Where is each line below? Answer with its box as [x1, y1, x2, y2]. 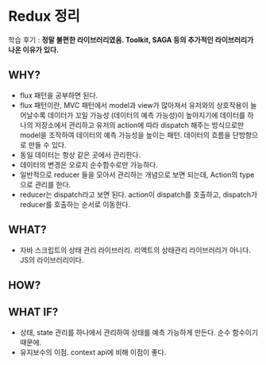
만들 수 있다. [28, 140, 67, 149]
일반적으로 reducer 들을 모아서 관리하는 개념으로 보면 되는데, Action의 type [19, 170, 255, 179]
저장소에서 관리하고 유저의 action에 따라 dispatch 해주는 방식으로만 [34, 120, 245, 129]
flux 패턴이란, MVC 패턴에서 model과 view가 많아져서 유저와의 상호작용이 [19, 100, 249, 109]
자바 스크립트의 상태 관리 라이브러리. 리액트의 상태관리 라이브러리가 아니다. [19, 245, 252, 255]
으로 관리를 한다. [19, 179, 71, 189]
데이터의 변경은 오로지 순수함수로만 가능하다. [19, 159, 159, 169]
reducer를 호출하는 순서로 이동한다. [19, 199, 131, 209]
